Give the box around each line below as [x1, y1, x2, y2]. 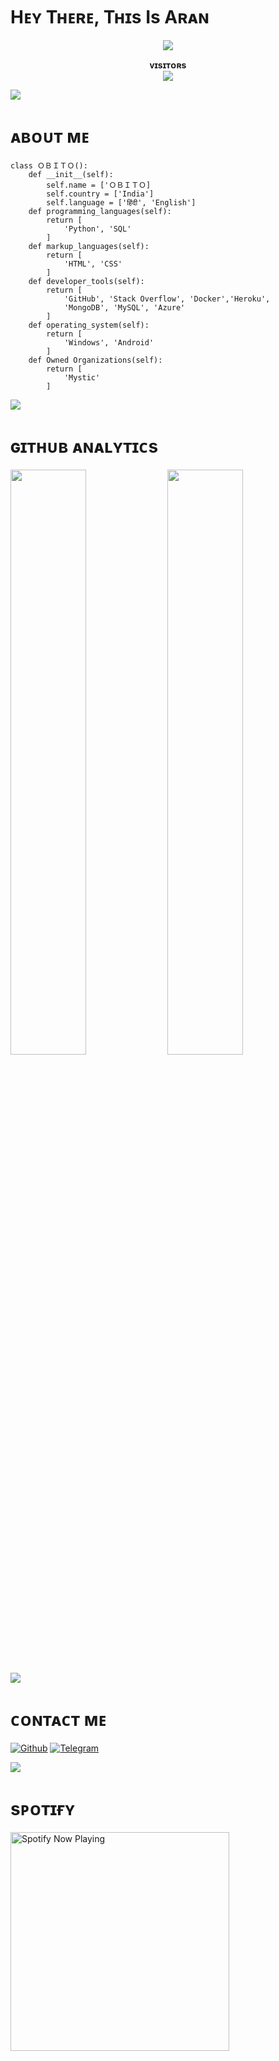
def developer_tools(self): [28, 276, 145, 286]
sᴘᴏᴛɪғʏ [10, 1797, 75, 1820]
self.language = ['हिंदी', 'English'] [46, 197, 197, 208]
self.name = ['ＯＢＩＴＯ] [46, 180, 152, 190]
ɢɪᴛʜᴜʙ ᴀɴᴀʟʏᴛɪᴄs [10, 435, 159, 458]
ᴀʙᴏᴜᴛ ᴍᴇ [10, 125, 90, 148]
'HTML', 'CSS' [63, 259, 123, 269]
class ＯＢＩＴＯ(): [10, 160, 88, 171]
